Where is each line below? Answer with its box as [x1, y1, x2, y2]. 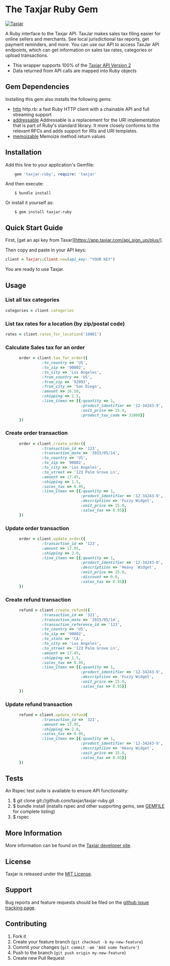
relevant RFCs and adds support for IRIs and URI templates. [12, 128, 138, 134]
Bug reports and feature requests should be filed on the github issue [5, 899, 149, 905]
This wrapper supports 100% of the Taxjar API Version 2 [12, 62, 131, 68]
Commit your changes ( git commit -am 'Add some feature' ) [12, 944, 139, 950]
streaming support [12, 111, 52, 117]
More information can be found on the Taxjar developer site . [5, 843, 132, 849]
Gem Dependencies [5, 82, 70, 91]
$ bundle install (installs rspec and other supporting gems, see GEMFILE [12, 803, 165, 809]
